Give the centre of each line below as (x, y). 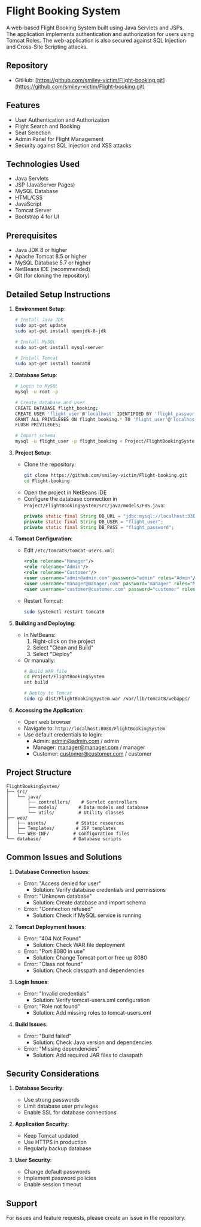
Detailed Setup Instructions (58, 294)
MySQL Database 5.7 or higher (53, 263)
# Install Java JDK (39, 320)
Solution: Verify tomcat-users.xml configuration (91, 1000)
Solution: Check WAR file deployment (79, 945)
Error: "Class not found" (53, 964)
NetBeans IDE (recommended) (53, 269)
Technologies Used (43, 164)
